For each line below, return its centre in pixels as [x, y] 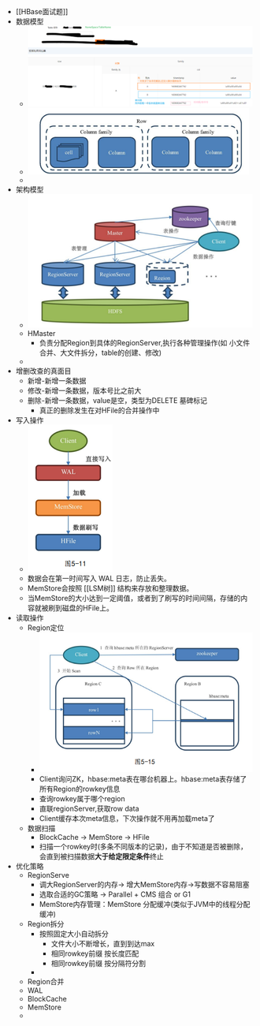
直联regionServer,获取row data [89, 808]
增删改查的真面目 [43, 371]
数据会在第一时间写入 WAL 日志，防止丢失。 [99, 578]
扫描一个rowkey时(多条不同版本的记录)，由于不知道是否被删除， [143, 847]
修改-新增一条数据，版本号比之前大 [84, 390]
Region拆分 [46, 924]
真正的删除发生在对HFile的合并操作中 [99, 410]
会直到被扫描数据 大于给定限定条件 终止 [101, 856]
